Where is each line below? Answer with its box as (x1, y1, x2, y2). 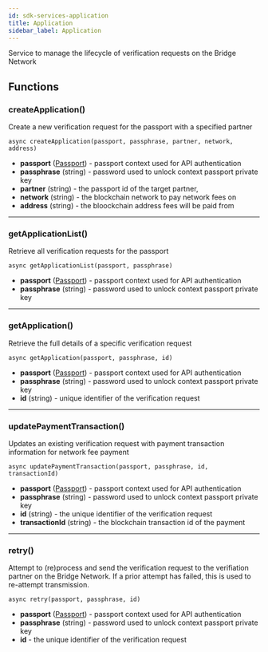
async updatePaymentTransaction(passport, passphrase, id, (8, 462, 209, 471)
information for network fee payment (8, 447, 129, 456)
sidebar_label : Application (8, 26, 102, 34)
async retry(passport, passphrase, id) (8, 595, 141, 603)
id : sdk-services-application (8, 11, 109, 20)
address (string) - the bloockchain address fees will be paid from (19, 201, 235, 211)
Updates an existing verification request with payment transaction (8, 438, 225, 448)
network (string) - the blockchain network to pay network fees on (19, 192, 237, 202)
